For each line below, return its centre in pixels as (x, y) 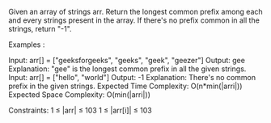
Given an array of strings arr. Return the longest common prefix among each (135, 12)
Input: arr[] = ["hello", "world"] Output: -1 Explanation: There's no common (132, 77)
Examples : (27, 45)
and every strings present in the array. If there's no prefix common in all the (134, 20)
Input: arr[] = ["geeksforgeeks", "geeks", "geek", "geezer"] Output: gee (127, 60)
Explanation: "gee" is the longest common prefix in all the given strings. (127, 69)
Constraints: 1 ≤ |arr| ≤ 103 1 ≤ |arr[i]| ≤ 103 (80, 110)
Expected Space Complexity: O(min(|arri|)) (80, 95)
